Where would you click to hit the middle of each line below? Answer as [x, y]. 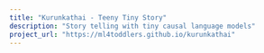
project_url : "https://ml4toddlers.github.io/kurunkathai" [123, 34]
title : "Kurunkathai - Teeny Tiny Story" [88, 18]
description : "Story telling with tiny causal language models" [132, 26]
